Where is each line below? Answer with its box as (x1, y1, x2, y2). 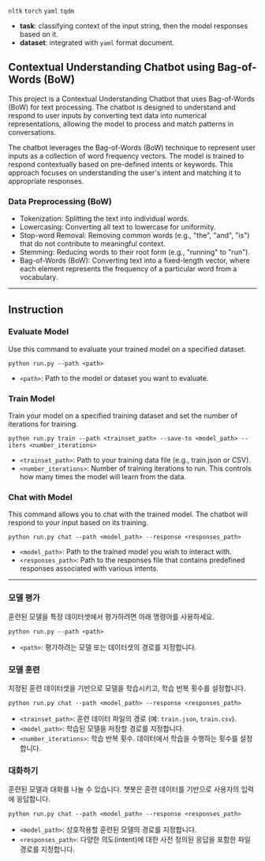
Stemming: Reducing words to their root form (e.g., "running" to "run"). (19, 248, 251, 257)
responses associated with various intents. (19, 564, 159, 573)
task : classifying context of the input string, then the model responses (19, 21, 248, 30)
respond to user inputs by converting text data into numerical (8, 110, 207, 120)
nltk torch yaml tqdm (8, 7, 75, 15)
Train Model (8, 393, 55, 404)
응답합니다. (16, 795, 51, 804)
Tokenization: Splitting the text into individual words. (19, 214, 189, 223)
